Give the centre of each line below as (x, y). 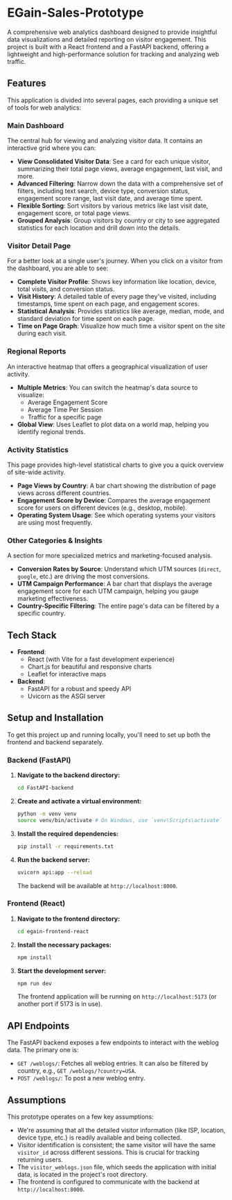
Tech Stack (32, 635)
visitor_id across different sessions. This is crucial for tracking (108, 1152)
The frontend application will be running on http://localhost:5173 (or (117, 997)
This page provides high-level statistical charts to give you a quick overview (115, 465)
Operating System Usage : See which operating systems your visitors (116, 515)
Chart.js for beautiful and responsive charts (90, 667)
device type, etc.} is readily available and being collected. (99, 1137)
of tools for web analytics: (44, 107)
